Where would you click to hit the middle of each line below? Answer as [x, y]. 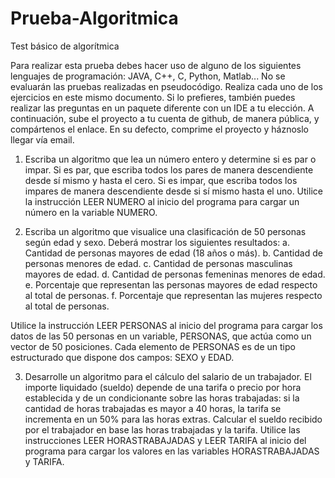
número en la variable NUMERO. [91, 212]
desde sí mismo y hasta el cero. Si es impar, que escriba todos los [161, 180]
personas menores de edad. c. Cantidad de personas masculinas [158, 263]
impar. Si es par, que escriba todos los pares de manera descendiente [169, 169]
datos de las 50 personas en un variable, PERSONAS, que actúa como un [161, 336]
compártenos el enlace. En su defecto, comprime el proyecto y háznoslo [159, 129]
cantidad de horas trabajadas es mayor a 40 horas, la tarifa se [153, 408]
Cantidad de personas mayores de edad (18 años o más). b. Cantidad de [173, 253]
